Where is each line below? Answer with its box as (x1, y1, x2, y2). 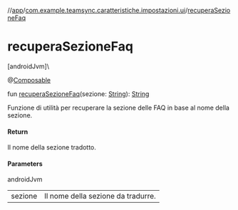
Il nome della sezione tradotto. (7, 143, 96, 152)
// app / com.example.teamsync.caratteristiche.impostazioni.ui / (7, 6, 188, 14)
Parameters (7, 159, 43, 168)
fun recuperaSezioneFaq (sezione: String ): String (7, 89, 150, 98)
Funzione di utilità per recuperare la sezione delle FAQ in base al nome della (7, 103, 230, 112)
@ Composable (7, 75, 51, 84)
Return (7, 127, 29, 136)
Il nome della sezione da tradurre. (43, 191, 157, 201)
